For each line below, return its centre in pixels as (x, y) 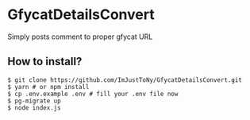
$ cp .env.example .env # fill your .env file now (93, 94)
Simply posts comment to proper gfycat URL (80, 37)
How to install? (45, 62)
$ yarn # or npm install (48, 87)
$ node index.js (34, 108)
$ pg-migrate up (34, 101)
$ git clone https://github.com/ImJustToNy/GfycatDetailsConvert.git (125, 80)
